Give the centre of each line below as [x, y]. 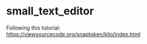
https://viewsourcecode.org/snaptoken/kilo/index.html [73, 34]
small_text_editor [50, 11]
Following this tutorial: [34, 28]
